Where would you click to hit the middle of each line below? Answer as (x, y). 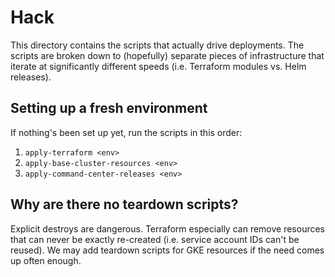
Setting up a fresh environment (109, 108)
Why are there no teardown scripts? (124, 204)
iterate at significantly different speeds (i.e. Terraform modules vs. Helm (158, 66)
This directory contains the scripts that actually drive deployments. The (157, 45)
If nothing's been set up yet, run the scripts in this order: (126, 132)
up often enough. (46, 260)
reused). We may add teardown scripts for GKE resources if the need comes (167, 250)
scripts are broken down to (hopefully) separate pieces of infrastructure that (167, 55)
